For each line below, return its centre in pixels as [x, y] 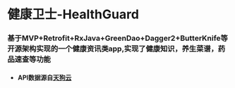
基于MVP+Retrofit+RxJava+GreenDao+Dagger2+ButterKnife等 [117, 38]
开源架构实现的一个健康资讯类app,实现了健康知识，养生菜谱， [113, 49]
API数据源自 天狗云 [44, 77]
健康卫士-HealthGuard [73, 14]
